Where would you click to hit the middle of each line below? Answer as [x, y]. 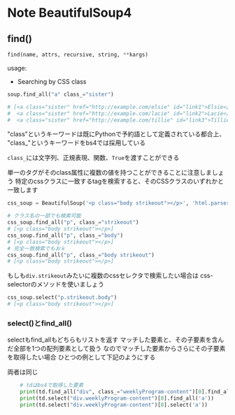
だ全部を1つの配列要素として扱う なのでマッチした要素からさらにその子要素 [116, 349]
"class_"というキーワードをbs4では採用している [77, 143]
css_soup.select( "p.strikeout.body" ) [62, 298]
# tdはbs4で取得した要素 [52, 386]
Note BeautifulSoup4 [70, 13]
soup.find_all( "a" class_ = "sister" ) [60, 94]
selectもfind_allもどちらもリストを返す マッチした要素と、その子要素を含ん [116, 340]
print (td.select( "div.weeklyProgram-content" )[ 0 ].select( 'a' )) [114, 405]
